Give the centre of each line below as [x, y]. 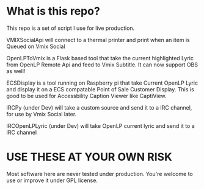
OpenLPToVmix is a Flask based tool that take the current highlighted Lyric [100, 58]
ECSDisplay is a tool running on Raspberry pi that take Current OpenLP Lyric [102, 83]
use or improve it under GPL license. [52, 180]
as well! [16, 71]
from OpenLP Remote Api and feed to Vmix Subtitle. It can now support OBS [102, 65]
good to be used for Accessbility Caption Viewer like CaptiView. [86, 96]
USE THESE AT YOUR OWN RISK [89, 157]
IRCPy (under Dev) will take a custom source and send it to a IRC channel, [99, 107]
